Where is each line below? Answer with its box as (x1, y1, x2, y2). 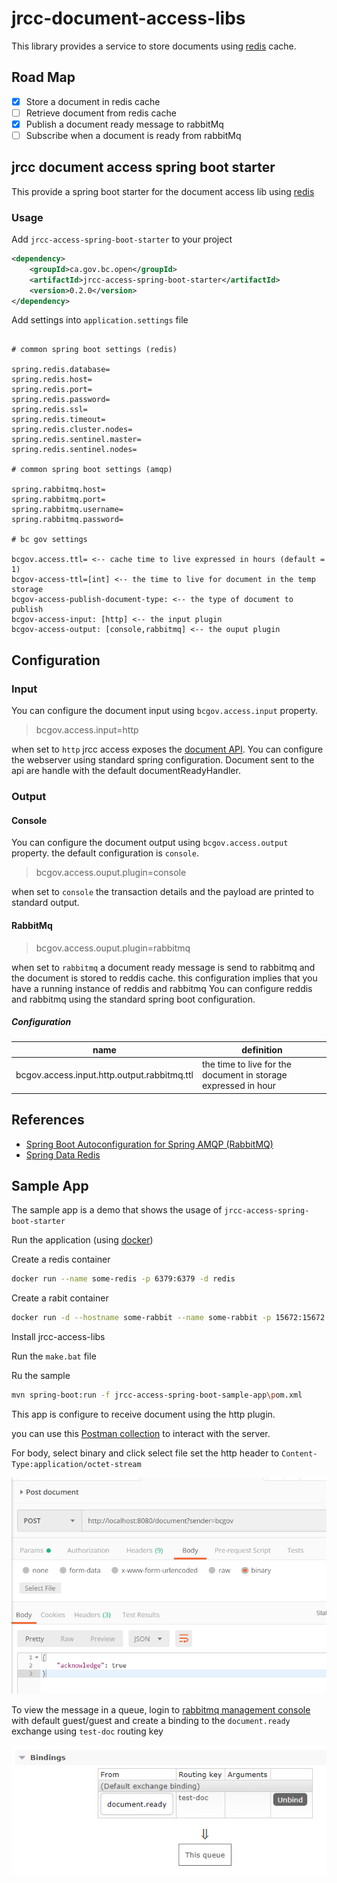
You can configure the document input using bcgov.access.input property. (11, 705, 318, 717)
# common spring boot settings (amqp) (11, 465, 173, 475)
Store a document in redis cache (25, 95, 161, 107)
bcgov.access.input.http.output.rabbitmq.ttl (15, 1069, 194, 1081)
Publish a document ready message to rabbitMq (25, 118, 224, 130)
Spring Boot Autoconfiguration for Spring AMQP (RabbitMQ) (25, 1138, 274, 1150)
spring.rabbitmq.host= (11, 485, 106, 495)
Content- (281, 1448, 318, 1459)
